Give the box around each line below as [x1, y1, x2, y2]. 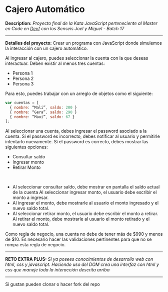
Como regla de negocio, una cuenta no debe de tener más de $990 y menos [5, 231, 163, 237]
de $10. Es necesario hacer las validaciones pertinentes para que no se [5, 236, 152, 242]
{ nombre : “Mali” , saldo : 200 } [9, 105, 77, 110]
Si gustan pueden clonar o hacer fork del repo [5, 281, 100, 287]
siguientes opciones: [5, 144, 48, 150]
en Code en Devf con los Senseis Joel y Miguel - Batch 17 [5, 25, 124, 31]
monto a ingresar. [12, 194, 49, 201]
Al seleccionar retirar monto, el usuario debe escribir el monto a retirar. [12, 211, 158, 217]
